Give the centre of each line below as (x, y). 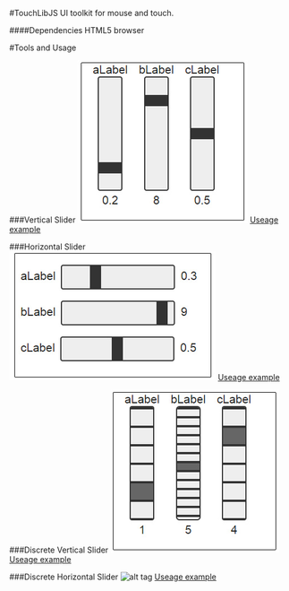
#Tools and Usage (43, 48)
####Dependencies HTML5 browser (77, 30)
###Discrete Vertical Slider (59, 550)
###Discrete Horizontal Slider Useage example (113, 577)
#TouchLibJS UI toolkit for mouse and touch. (92, 13)
